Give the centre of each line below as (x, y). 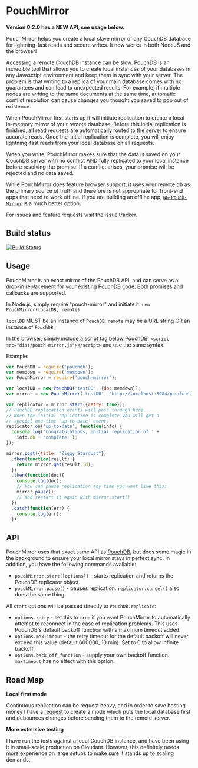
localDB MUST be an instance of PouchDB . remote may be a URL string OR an (98, 321)
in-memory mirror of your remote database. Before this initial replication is (96, 124)
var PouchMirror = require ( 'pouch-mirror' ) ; (62, 378)
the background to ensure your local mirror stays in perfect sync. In (88, 558)
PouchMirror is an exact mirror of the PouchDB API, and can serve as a (92, 280)
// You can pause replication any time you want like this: (92, 487)
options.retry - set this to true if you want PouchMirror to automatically (102, 618)
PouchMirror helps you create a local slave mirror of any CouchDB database (99, 38)
